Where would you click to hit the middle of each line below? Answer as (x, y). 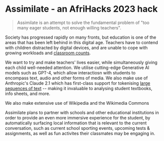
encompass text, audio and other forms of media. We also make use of (76, 78)
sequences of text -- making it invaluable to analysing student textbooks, (79, 88)
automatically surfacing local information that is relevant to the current (76, 123)
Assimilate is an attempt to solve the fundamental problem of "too (83, 23)
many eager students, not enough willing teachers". (69, 27)
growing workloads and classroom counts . (48, 53)
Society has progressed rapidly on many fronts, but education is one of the (81, 37)
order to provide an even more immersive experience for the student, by (78, 117)
